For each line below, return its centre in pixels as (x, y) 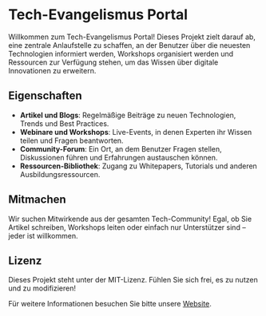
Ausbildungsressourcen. (60, 174)
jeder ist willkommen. (43, 235)
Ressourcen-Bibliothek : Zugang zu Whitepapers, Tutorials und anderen (138, 166)
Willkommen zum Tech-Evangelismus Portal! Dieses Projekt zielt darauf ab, (132, 37)
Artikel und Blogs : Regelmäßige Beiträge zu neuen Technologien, (128, 115)
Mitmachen (37, 200)
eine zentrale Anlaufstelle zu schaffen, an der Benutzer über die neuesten (129, 45)
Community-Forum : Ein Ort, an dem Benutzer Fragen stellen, (121, 148)
